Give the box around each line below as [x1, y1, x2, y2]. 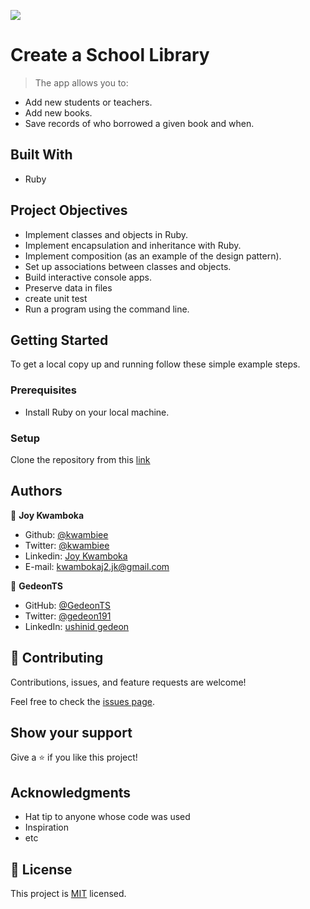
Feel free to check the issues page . [10, 695, 155, 707]
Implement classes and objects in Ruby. [24, 228, 189, 240]
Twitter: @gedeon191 [24, 610, 112, 622]
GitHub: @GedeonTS [24, 599, 112, 611]
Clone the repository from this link [10, 453, 151, 465]
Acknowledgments [10, 784, 132, 801]
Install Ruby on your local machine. [24, 406, 170, 418]
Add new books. [24, 106, 93, 119]
